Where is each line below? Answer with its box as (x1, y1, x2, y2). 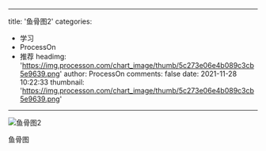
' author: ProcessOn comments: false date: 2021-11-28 (59, 69, 237, 78)
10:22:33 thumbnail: (19, 77, 85, 87)
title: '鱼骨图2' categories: (8, 17, 93, 26)
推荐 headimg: (19, 52, 67, 61)
